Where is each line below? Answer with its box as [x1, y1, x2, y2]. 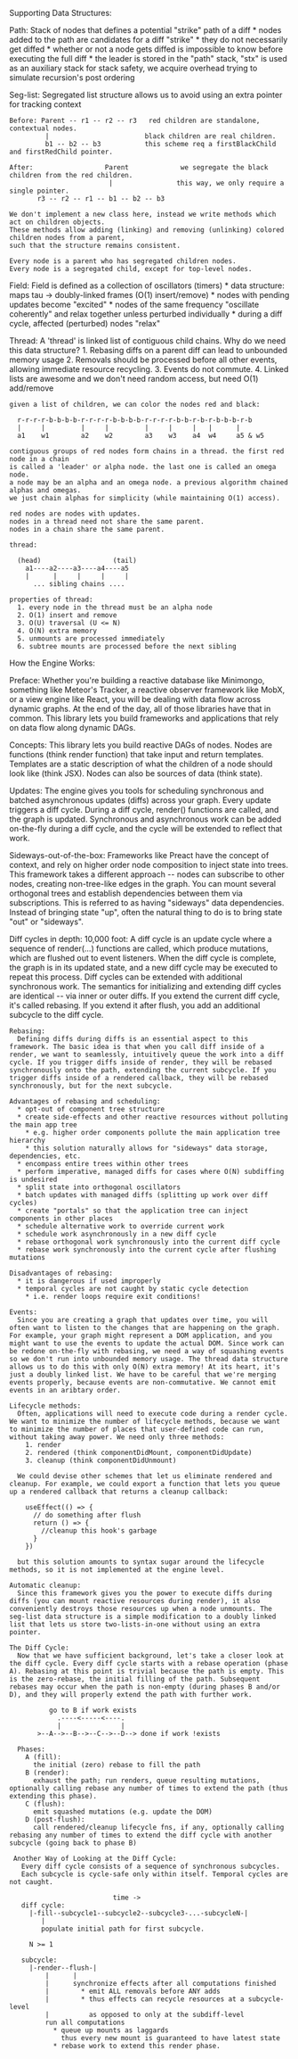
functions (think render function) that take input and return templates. [9, 749, 264, 759]
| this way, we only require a [108, 178, 285, 187]
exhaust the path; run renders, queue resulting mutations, [32, 1776, 261, 1785]
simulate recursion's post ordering [9, 72, 135, 83]
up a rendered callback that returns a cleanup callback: [9, 1487, 229, 1496]
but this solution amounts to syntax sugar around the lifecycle [17, 1558, 265, 1567]
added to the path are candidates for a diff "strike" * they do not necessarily [9, 35, 288, 45]
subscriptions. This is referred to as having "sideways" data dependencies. [9, 897, 285, 908]
